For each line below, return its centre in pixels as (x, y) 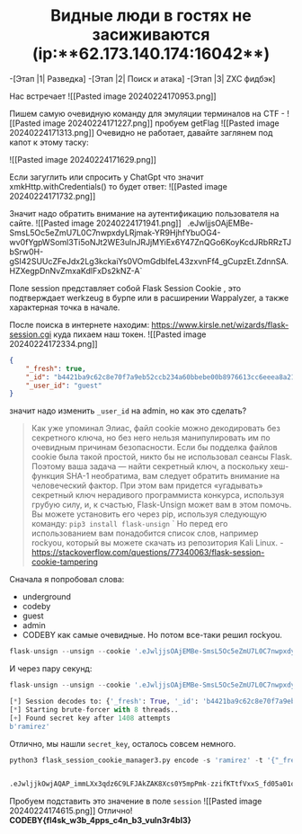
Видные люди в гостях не (151, 16)
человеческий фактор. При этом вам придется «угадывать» (147, 485)
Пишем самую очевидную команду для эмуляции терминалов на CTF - (147, 113)
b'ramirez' (30, 726)
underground (47, 597)
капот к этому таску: (49, 142)
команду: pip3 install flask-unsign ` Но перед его (129, 524)
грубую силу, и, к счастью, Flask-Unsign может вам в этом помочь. (161, 505)
